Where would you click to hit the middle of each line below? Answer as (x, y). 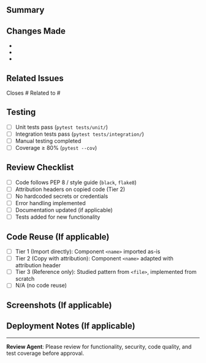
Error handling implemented (50, 203)
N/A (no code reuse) (41, 286)
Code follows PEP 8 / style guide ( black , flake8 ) (76, 182)
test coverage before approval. (45, 353)
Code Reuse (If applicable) (58, 237)
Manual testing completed (48, 141)
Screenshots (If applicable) (59, 305)
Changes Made (36, 31)
